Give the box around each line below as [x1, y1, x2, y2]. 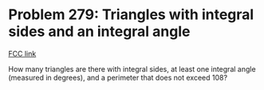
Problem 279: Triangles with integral [8, 6, 254, 24]
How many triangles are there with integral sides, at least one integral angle [8, 64, 257, 73]
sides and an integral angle [8, 22, 191, 41]
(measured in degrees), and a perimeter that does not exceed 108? [8, 72, 228, 82]
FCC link [8, 49, 37, 58]
